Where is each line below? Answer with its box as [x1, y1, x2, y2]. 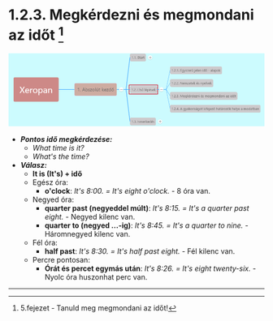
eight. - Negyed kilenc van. [44, 212, 136, 222]
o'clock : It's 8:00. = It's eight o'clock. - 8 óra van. [44, 186, 211, 196]
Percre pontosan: [32, 255, 91, 265]
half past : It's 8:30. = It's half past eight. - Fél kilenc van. [44, 246, 236, 256]
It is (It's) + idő [32, 169, 83, 179]
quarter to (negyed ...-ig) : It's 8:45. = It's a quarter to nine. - [44, 220, 249, 230]
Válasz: [19, 160, 47, 170]
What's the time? [32, 152, 89, 161]
